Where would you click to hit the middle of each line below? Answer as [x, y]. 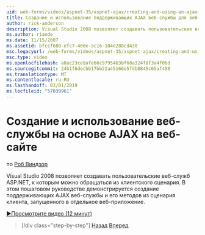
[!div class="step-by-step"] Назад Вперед [75, 225]
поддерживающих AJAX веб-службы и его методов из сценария [91, 195]
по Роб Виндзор [27, 164]
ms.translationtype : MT [37, 74]
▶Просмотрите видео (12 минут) [49, 213]
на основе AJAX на [103, 134]
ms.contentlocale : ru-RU [38, 80]
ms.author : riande [30, 35]
